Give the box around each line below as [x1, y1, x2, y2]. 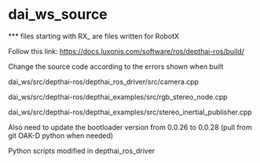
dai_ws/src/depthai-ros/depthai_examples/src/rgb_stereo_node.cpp [8, 92, 228, 101]
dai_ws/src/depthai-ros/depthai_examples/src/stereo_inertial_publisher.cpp [8, 107, 253, 117]
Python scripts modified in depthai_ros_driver [8, 146, 156, 155]
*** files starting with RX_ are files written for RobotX [8, 31, 179, 41]
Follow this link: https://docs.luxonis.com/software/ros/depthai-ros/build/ [8, 46, 245, 56]
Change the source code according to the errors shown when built [8, 61, 224, 71]
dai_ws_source [8, 5, 108, 24]
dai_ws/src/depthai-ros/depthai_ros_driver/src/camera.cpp [8, 77, 199, 86]
